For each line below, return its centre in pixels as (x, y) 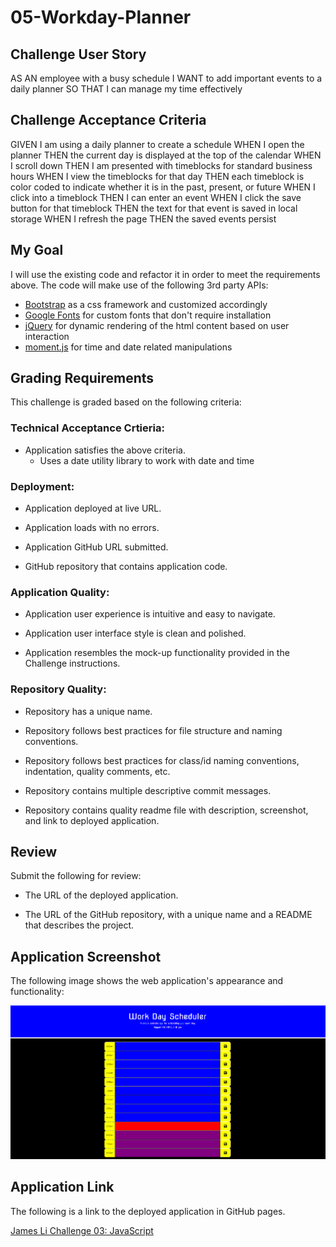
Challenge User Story (78, 54)
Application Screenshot (86, 956)
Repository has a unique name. (88, 711)
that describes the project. (79, 925)
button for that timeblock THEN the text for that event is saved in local (154, 208)
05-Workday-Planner (101, 17)
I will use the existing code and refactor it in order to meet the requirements (165, 274)
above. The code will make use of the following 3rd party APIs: (139, 285)
